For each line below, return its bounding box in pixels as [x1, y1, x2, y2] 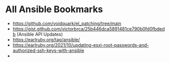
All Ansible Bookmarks [5, 4, 103, 15]
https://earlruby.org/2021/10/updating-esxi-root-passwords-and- [12, 42, 149, 48]
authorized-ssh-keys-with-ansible [12, 47, 85, 53]
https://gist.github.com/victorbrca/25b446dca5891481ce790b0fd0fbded [12, 25, 165, 32]
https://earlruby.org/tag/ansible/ [12, 37, 80, 43]
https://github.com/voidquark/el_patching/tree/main [12, 20, 122, 26]
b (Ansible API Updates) [12, 31, 63, 37]
